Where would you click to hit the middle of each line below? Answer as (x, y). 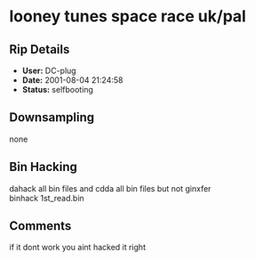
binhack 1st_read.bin (47, 198)
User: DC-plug (49, 70)
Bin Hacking (44, 167)
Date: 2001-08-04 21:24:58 (72, 80)
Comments (40, 226)
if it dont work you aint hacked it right (78, 248)
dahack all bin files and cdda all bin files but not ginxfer (110, 188)
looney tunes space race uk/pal (128, 16)
